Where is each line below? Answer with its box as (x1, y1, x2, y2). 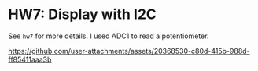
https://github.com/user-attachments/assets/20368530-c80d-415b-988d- (8, 46, 250, 55)
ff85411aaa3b (8, 55, 52, 64)
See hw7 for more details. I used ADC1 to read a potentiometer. (8, 31, 209, 41)
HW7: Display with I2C (8, 5, 157, 23)
